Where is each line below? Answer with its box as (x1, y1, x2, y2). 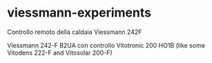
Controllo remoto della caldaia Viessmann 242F (7, 28, 142, 36)
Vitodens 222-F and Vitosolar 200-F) (7, 48, 113, 57)
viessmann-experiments (7, 5, 152, 21)
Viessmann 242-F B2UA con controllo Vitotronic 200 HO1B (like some (7, 41, 206, 49)
